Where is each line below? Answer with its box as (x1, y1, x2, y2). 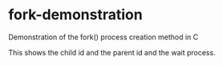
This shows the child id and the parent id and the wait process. (8, 47, 216, 57)
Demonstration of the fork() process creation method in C (8, 32, 199, 42)
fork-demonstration (8, 6, 143, 24)
